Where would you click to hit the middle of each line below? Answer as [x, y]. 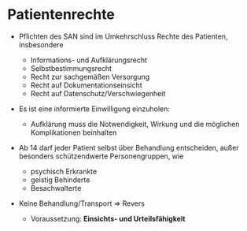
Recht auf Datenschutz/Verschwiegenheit [98, 93]
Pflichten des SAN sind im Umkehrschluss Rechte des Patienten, [123, 36]
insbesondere [41, 44]
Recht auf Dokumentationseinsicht [86, 85]
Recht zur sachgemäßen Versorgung [90, 76]
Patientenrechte [61, 15]
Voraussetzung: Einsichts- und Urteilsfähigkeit [108, 218]
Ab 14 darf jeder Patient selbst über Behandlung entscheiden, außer [129, 147]
